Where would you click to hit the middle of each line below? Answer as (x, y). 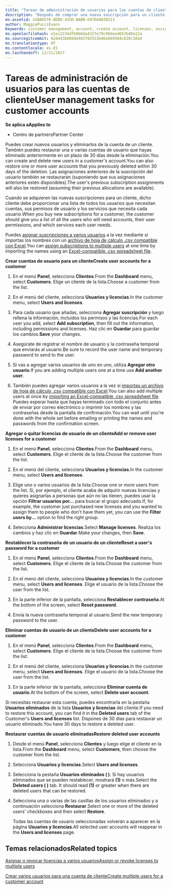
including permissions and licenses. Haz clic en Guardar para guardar (86, 329)
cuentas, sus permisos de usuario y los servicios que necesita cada (76, 209)
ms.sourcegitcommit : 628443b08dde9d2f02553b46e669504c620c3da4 (74, 39)
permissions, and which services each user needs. (59, 225)
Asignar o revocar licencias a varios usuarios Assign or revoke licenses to (82, 861)
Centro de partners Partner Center (48, 135)
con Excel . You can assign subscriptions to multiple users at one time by (80, 246)
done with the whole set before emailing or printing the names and (82, 418)
